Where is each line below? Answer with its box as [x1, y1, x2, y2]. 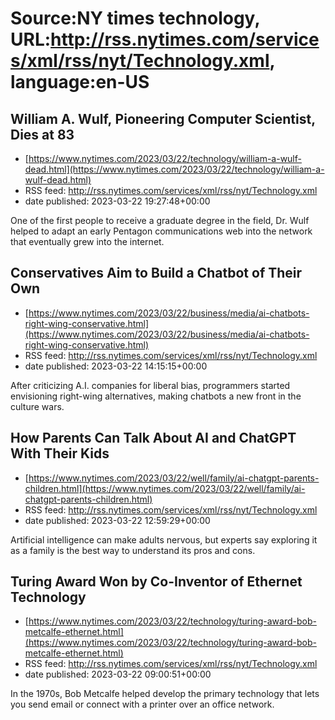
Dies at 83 [10, 126, 75, 143]
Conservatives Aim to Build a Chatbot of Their [10, 265, 303, 282]
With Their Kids [10, 445, 110, 462]
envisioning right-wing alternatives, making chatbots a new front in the [10, 390, 302, 402]
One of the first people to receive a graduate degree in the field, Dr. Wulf [10, 215, 310, 226]
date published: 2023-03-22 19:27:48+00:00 [24, 195, 211, 207]
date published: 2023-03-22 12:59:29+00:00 [24, 514, 211, 526]
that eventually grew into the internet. [10, 236, 165, 247]
